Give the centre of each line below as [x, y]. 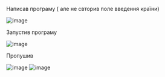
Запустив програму [32, 32]
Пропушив [20, 56]
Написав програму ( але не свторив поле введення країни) [83, 9]
